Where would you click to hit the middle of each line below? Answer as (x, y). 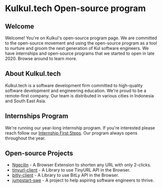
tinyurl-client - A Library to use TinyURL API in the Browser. (71, 170)
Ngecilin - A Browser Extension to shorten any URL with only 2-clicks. (81, 165)
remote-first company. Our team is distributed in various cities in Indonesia (80, 95)
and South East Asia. (26, 101)
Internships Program (37, 116)
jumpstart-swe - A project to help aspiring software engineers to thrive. (83, 180)
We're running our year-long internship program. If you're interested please (80, 128)
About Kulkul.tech (33, 74)
